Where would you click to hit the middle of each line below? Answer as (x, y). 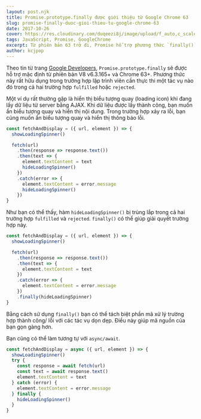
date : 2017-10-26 (28, 28)
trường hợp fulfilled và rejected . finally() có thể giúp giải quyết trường (98, 219)
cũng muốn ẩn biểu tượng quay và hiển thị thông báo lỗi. (76, 117)
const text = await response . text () (63, 372)
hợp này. (17, 225)
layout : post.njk (28, 12)
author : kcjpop (25, 51)
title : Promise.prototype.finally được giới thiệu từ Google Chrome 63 (97, 17)
